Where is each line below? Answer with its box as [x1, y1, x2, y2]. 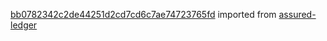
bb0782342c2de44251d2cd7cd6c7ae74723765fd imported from [10, 9, 277, 20]
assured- [278, 9, 317, 20]
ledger [10, 19, 38, 31]
